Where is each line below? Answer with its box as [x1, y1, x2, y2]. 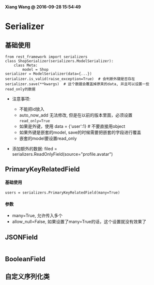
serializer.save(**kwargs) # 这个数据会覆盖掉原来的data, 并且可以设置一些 [5, 81, 150, 87]
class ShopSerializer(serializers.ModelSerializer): [5, 59, 114, 63]
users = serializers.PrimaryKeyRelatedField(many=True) [5, 190, 120, 195]
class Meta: [14, 63, 38, 68]
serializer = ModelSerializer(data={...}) [5, 71, 92, 76]
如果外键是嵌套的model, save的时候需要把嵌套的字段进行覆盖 [19, 129, 141, 135]
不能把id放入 [19, 106, 45, 112]
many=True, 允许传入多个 [12, 213, 63, 219]
